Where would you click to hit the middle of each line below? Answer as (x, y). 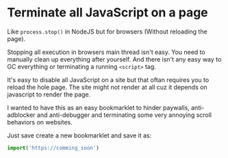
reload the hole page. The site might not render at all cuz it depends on (107, 87)
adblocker (21, 115)
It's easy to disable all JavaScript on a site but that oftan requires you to (108, 79)
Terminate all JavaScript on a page (108, 13)
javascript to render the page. (49, 94)
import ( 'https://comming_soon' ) (53, 148)
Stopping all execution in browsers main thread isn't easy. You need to (106, 52)
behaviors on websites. (40, 122)
